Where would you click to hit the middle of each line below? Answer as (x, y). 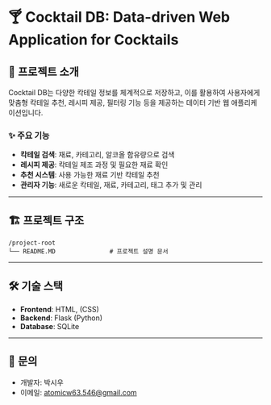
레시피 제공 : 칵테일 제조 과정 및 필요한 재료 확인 (94, 165)
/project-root (32, 243)
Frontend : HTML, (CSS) (59, 309)
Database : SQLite (50, 326)
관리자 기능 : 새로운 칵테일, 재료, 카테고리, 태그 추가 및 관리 (111, 185)
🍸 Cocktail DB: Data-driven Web (119, 17)
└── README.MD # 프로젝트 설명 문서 (88, 252)
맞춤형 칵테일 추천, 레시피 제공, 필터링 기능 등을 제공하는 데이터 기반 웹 (119, 102)
